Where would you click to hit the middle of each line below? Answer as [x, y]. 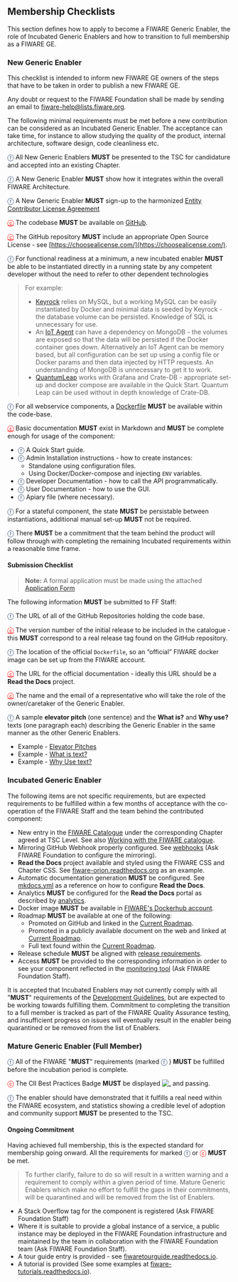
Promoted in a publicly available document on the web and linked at [127, 930]
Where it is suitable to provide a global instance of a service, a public [119, 1226]
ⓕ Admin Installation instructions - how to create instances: [105, 458]
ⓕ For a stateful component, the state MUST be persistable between [108, 511]
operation [21, 811]
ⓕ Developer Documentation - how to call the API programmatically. [118, 481]
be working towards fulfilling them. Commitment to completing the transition [119, 1005]
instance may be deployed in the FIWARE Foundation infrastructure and [122, 1234]
